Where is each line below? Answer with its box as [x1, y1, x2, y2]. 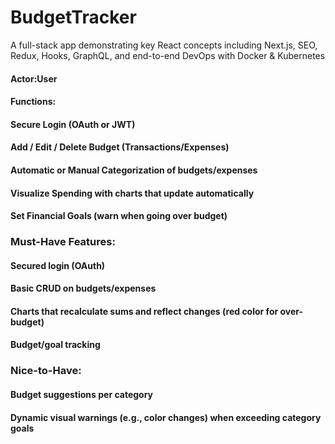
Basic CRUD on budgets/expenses [10, 282, 157, 295]
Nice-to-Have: [10, 364, 82, 378]
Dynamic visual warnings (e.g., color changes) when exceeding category [10, 411, 322, 423]
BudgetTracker [10, 6, 137, 29]
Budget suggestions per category [10, 388, 154, 400]
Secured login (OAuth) [10, 259, 106, 271]
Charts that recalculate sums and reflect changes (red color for [10, 305, 279, 317]
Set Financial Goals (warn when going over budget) [10, 210, 228, 222]
